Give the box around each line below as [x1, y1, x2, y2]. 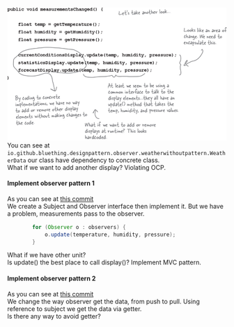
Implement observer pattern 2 [7, 274, 96, 282]
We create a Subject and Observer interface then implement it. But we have [7, 202, 224, 210]
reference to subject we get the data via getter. [7, 304, 142, 313]
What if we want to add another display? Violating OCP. [7, 163, 166, 171]
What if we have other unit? [7, 251, 86, 260]
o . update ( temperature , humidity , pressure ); [44, 231, 176, 238]
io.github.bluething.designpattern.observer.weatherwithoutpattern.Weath [7, 150, 226, 157]
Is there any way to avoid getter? [7, 312, 101, 320]
